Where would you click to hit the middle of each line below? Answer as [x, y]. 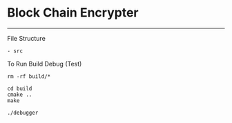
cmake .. [20, 95]
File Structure [27, 38]
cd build [20, 88]
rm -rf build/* [29, 76]
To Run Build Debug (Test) [45, 64]
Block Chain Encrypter [73, 13]
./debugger [23, 113]
